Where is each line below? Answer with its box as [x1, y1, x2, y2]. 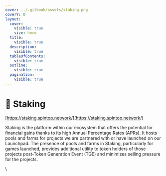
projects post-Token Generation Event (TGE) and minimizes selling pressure [5, 151, 161, 157]
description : [9, 44, 37, 49]
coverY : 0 [5, 12, 26, 17]
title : [9, 35, 23, 40]
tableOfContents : [9, 53, 46, 59]
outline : [9, 63, 28, 68]
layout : [5, 16, 21, 21]
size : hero [14, 30, 37, 35]
